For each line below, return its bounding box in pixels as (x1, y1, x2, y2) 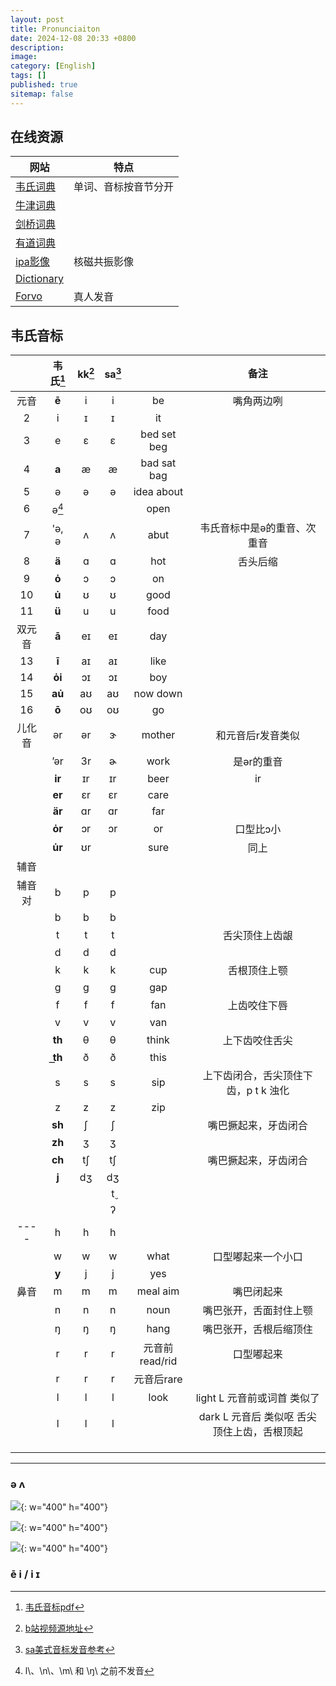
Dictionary (15, 272, 64, 286)
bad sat (140, 456, 177, 470)
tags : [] (10, 71, 47, 81)
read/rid (139, 1354, 178, 1368)
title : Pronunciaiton (10, 24, 101, 34)
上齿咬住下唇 (227, 998, 288, 1012)
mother (141, 727, 176, 741)
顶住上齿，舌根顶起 (212, 1424, 303, 1438)
